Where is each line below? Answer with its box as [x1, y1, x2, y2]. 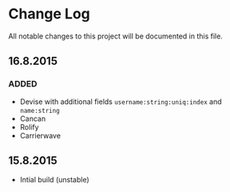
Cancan [19, 114, 46, 123]
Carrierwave [19, 130, 61, 140]
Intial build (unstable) [19, 175, 89, 185]
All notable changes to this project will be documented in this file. [8, 31, 224, 41]
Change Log [8, 5, 90, 23]
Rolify [19, 122, 39, 132]
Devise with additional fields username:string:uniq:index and [19, 97, 222, 106]
